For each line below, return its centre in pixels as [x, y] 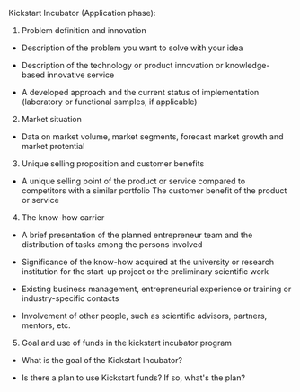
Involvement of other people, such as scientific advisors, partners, [144, 316]
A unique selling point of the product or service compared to [133, 181]
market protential [53, 146]
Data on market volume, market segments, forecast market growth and [152, 137]
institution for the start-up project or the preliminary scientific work [145, 272]
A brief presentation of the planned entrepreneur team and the [137, 235]
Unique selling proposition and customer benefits [113, 164]
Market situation [51, 119]
